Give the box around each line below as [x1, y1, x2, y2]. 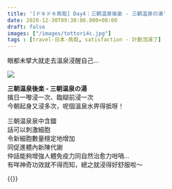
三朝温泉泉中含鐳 [7, 117, 57, 125]
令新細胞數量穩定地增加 [7, 134, 75, 143]
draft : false [7, 23, 46, 30]
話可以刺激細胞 [7, 125, 51, 134]
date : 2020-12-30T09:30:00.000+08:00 [7, 17, 118, 24]
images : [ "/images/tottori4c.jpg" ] [7, 29, 112, 37]
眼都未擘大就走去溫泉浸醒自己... [7, 57, 100, 65]
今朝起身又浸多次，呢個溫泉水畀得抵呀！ [7, 102, 124, 111]
